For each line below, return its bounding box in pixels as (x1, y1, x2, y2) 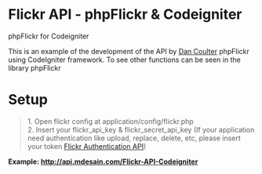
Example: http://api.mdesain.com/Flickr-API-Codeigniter (8, 157, 198, 166)
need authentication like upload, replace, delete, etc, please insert (27, 133, 241, 143)
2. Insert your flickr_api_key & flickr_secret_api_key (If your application (27, 125, 255, 134)
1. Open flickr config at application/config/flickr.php (27, 116, 194, 126)
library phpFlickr (8, 63, 61, 72)
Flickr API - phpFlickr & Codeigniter (8, 5, 242, 24)
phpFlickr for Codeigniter (8, 31, 89, 41)
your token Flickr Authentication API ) (27, 141, 147, 150)
